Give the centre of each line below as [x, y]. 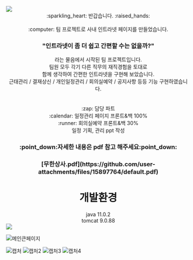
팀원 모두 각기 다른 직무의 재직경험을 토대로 [98, 67]
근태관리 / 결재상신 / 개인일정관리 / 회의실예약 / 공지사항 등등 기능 [83, 82]
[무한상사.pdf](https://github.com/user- [98, 164]
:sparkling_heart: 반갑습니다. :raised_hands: [98, 16]
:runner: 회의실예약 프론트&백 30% [98, 123]
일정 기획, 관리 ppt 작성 [98, 130]
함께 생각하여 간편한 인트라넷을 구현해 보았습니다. [98, 74]
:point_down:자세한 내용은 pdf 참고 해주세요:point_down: [98, 147]
